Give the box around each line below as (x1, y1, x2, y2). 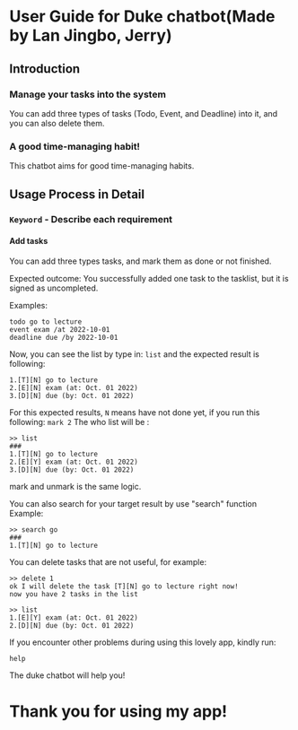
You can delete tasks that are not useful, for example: (9, 556, 207, 567)
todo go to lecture (9, 317, 83, 326)
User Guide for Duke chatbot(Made (9, 6, 276, 27)
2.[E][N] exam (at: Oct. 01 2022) (9, 383, 139, 392)
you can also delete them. (9, 117, 105, 128)
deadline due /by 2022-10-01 (9, 333, 118, 342)
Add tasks (9, 236, 48, 247)
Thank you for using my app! (9, 701, 228, 721)
